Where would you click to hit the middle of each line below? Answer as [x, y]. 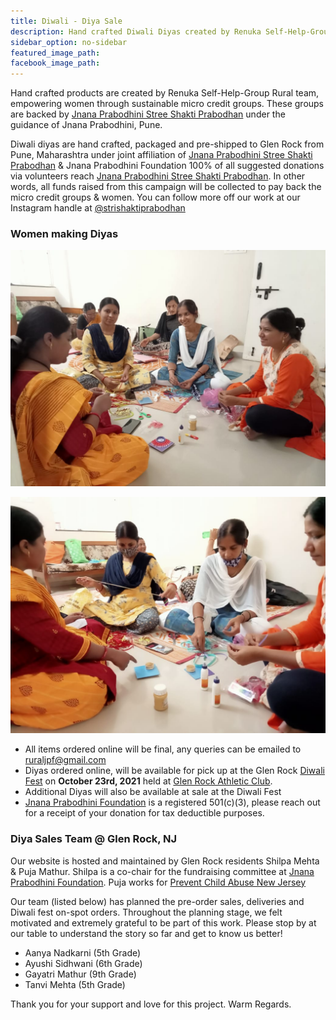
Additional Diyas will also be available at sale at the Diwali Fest [153, 792]
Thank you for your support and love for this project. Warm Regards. [151, 1004]
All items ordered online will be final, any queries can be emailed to [163, 749]
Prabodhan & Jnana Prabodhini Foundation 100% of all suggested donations [167, 166]
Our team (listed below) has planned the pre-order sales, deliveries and [157, 901]
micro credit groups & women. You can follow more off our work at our [155, 197]
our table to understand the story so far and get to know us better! [146, 933]
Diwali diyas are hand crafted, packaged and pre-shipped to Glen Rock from [167, 144]
